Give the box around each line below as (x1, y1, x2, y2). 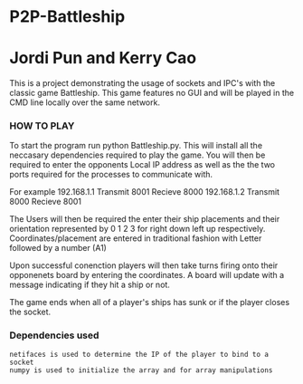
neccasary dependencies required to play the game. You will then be (9, 149, 266, 160)
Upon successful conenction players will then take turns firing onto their (9, 260, 279, 271)
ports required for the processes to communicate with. (9, 169, 213, 180)
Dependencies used (9, 329, 99, 341)
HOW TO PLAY (9, 120, 75, 132)
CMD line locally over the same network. (9, 97, 161, 108)
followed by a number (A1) (9, 243, 107, 254)
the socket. (9, 306, 52, 318)
